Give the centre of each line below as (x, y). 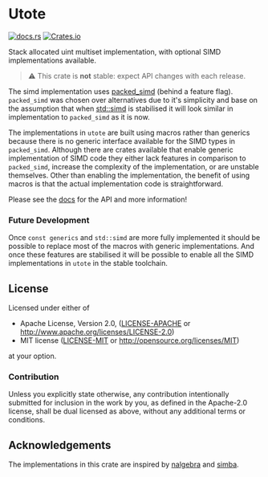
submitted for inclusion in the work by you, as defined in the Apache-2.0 (128, 403)
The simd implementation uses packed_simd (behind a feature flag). (121, 91)
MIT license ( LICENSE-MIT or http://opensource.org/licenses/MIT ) (130, 340)
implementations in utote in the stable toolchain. (88, 263)
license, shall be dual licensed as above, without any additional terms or (127, 411)
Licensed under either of (49, 308)
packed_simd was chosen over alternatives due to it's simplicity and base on (133, 100)
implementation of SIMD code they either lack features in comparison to (127, 158)
